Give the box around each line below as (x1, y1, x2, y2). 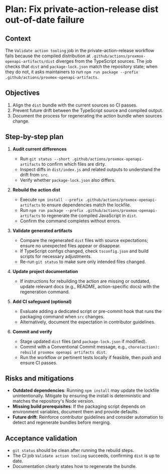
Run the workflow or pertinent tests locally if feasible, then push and (20, 354, 161, 360)
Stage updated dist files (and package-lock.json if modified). (20, 338, 147, 344)
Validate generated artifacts (12, 227, 73, 233)
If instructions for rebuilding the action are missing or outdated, (20, 278, 150, 284)
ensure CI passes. (20, 360, 58, 366)
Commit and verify (12, 328, 53, 334)
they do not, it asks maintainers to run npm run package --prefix (5, 69, 138, 75)
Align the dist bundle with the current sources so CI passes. (12, 102, 138, 108)
